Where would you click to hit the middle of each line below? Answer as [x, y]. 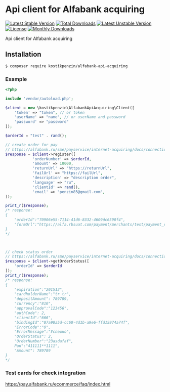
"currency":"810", [34, 304]
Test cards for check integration [46, 373]
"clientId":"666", [34, 318]
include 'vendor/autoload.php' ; [39, 99]
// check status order [29, 252]
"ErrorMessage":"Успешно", [43, 332]
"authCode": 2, [30, 313]
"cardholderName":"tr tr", [43, 294]
